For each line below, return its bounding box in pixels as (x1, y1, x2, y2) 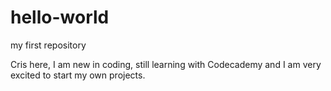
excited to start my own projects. (10, 69, 146, 81)
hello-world (10, 6, 110, 29)
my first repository (10, 39, 87, 51)
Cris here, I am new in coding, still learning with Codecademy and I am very (10, 58, 322, 70)
